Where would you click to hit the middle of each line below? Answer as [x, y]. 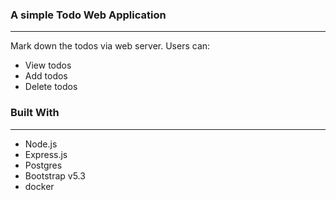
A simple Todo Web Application [88, 15]
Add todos [46, 76]
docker [39, 186]
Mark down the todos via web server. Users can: [110, 46]
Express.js [46, 154]
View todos [48, 65]
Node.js [41, 144]
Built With [35, 113]
